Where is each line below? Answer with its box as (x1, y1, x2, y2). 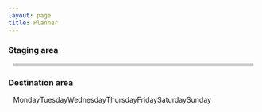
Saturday (157, 95, 187, 105)
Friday (137, 95, 158, 105)
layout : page (8, 11, 52, 20)
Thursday (106, 95, 137, 105)
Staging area (8, 45, 59, 56)
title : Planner (8, 19, 59, 27)
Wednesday (67, 95, 107, 105)
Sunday (186, 95, 212, 105)
